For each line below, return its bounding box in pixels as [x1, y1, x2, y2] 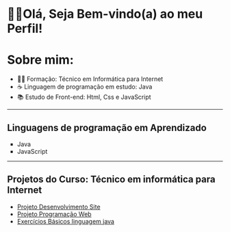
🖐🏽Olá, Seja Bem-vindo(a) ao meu [7, 6, 203, 22]
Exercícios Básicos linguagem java [16, 217, 115, 225]
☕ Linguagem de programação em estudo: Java [16, 82, 153, 91]
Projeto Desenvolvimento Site [16, 202, 101, 211]
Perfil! [7, 21, 43, 36]
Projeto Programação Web [16, 209, 92, 218]
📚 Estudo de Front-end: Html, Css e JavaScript [16, 93, 152, 102]
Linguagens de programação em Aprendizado [7, 121, 207, 133]
